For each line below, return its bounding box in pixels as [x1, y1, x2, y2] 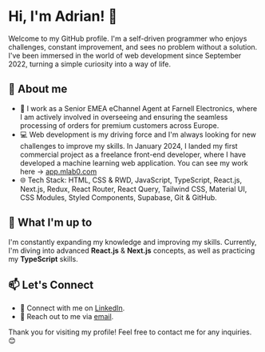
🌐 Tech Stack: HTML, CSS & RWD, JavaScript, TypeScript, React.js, [19, 175, 242, 185]
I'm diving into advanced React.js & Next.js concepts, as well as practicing [8, 246, 255, 255]
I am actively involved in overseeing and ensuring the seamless [19, 112, 228, 122]
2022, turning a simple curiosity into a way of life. [8, 59, 172, 69]
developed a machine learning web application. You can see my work [19, 158, 249, 167]
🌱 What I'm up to [8, 216, 93, 230]
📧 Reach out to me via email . [19, 312, 114, 322]
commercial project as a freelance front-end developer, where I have [19, 150, 246, 159]
